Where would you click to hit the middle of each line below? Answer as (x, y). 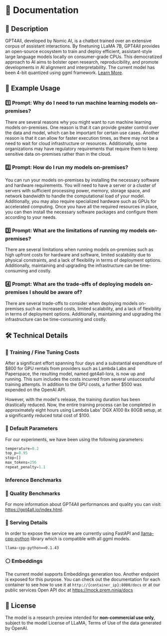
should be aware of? (57, 292)
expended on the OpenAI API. (36, 390)
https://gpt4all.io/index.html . (34, 510)
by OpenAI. (17, 628)
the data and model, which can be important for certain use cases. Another (82, 133)
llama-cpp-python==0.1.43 (32, 548)
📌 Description (27, 29)
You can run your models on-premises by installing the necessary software (82, 180)
